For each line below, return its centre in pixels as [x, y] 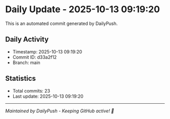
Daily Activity [27, 39]
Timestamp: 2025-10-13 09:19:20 [47, 51]
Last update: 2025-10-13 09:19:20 [48, 96]
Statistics [21, 79]
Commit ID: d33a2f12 [35, 57]
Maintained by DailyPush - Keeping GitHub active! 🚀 [60, 111]
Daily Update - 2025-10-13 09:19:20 [83, 9]
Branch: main [26, 63]
